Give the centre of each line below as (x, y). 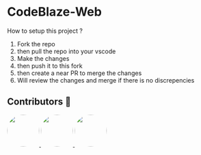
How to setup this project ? (45, 31)
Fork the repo (36, 44)
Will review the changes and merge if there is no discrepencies (106, 80)
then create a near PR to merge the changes (79, 73)
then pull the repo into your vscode (66, 51)
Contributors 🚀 (39, 102)
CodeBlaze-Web (55, 12)
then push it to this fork (50, 66)
